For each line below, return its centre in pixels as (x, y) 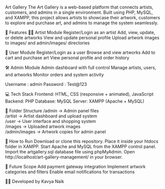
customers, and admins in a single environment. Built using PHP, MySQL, (79, 12)
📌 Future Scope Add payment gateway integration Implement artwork (75, 167)
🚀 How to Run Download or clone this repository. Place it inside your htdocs (82, 141)
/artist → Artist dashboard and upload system (51, 116)
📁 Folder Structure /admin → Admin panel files (52, 111)
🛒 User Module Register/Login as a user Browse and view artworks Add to (80, 52)
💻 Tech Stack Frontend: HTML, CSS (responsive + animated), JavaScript (79, 94)
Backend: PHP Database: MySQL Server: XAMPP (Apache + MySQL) (75, 101)
